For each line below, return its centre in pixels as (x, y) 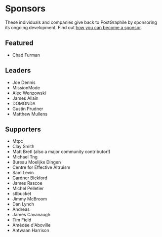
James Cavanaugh (31, 215)
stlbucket (22, 194)
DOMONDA (24, 103)
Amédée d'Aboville (31, 225)
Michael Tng (25, 157)
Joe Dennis (24, 82)
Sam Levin (23, 173)
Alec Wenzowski (29, 93)
